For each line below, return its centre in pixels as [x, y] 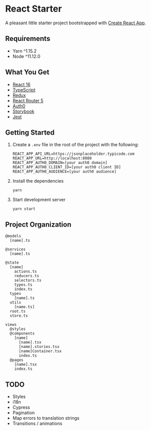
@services [16, 249]
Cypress [21, 407]
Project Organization [38, 224]
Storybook [23, 111]
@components [22, 334]
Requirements [28, 39]
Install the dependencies [38, 181]
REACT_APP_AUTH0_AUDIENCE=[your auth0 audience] [64, 172]
